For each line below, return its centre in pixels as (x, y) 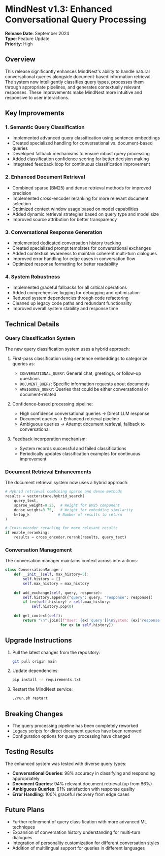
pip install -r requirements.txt (47, 680)
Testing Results (30, 752)
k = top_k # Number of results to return (68, 515)
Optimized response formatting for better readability (65, 264)
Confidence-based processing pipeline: (52, 404)
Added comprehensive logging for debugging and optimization (76, 293)
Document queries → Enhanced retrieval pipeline (69, 419)
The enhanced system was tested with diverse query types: (66, 764)
